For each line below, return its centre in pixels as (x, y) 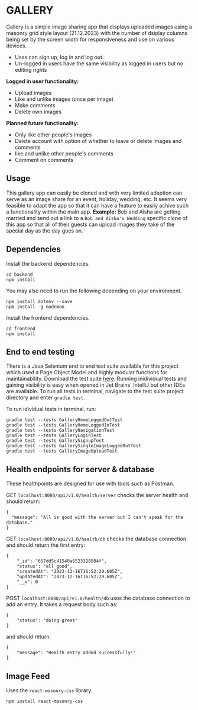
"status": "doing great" (47, 620)
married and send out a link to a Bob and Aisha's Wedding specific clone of (97, 218)
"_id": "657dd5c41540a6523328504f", (62, 561)
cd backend (20, 274)
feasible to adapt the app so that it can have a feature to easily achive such (98, 205)
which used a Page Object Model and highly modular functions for (87, 372)
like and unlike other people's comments (64, 153)
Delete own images (38, 112)
